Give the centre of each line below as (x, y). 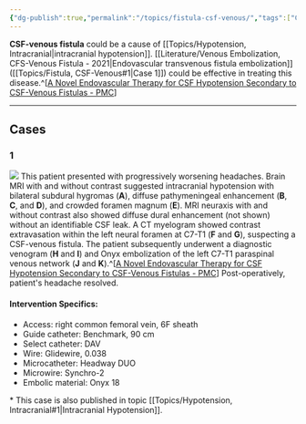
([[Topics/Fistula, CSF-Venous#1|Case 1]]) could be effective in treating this (151, 73)
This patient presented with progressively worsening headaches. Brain (153, 176)
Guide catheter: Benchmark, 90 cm (88, 334)
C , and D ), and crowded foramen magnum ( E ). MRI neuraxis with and (139, 205)
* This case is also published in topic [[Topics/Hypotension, (121, 400)
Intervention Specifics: (54, 304)
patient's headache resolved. (64, 283)
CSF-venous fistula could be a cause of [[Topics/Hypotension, (128, 44)
